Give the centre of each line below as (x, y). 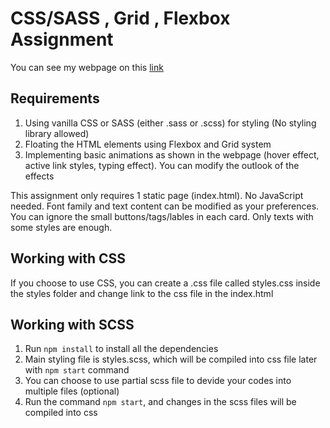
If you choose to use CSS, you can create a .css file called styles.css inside (165, 283)
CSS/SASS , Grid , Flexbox (120, 18)
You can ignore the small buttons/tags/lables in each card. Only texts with (162, 216)
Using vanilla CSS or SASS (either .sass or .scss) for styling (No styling (170, 123)
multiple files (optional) (72, 391)
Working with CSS (68, 258)
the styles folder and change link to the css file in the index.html (142, 293)
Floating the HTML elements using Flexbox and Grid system (148, 144)
